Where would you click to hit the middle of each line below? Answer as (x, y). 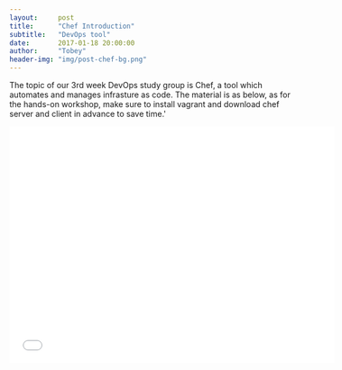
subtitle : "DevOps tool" (60, 34)
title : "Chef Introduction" (72, 26)
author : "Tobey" (48, 51)
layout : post (42, 18)
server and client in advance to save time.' (88, 114)
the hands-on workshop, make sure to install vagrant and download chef (144, 104)
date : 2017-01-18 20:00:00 (72, 43)
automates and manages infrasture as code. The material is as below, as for (150, 95)
